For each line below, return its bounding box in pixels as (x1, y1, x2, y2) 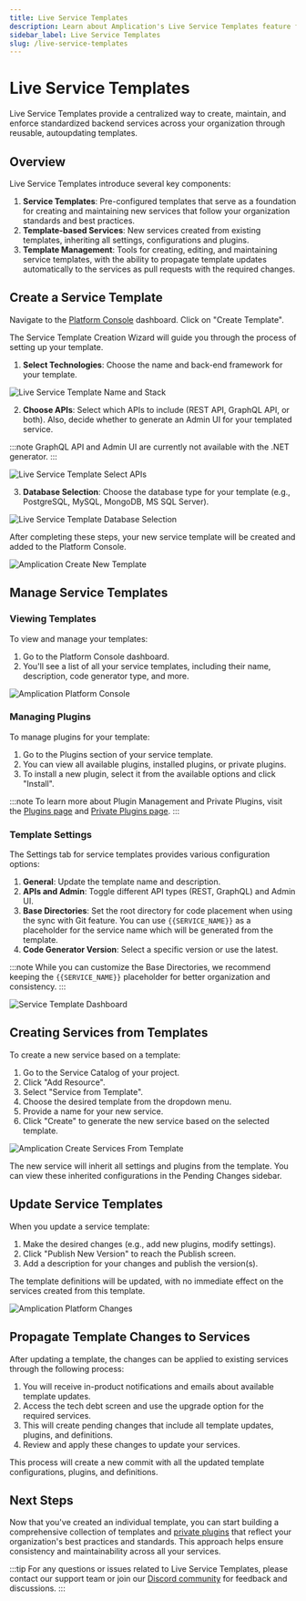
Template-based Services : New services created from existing (22, 225, 261, 235)
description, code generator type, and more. (22, 670, 189, 681)
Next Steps (9, 1493, 74, 1508)
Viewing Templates (9, 613, 97, 625)
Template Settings (9, 828, 93, 841)
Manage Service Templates (9, 585, 168, 601)
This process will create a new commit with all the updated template (9, 1456, 265, 1468)
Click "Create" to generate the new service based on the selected (22, 1115, 270, 1126)
